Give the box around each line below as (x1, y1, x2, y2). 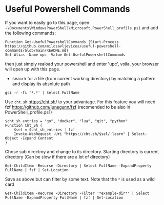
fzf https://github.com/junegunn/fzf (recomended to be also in (5, 104, 131, 110)
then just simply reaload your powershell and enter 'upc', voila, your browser (5, 61, 159, 67)
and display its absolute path (12, 81, 70, 87)
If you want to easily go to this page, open (5, 20, 90, 25)
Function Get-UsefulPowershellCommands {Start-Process (5, 39, 119, 45)
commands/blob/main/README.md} (5, 48, 69, 53)
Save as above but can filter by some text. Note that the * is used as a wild (5, 176, 155, 182)
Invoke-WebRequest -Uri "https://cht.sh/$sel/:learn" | (14, 131, 130, 137)
